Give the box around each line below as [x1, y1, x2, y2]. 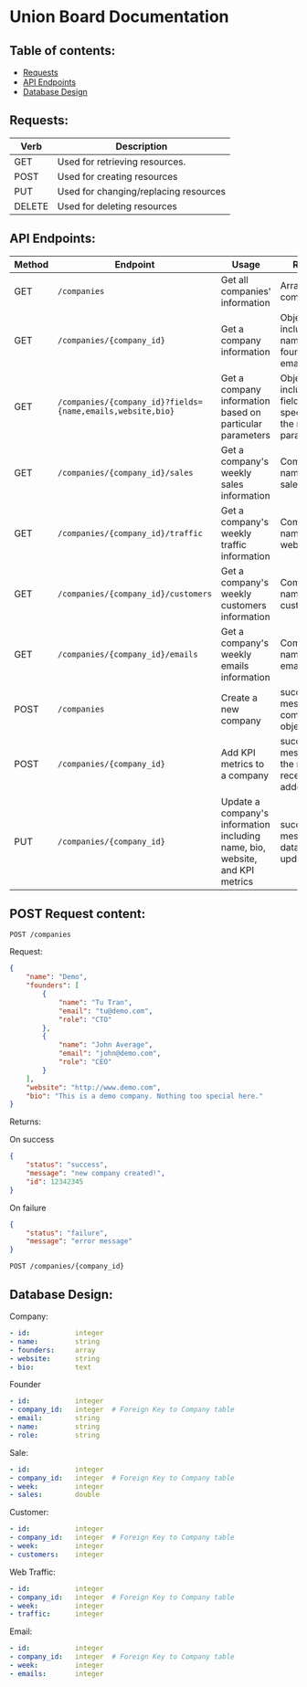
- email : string [9, 1414, 101, 1423]
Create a [220, 691, 258, 704]
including [220, 829, 261, 842]
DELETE [14, 199, 48, 212]
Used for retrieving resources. [57, 155, 186, 168]
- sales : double [9, 1491, 101, 1500]
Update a [220, 795, 260, 807]
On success [9, 1134, 55, 1145]
